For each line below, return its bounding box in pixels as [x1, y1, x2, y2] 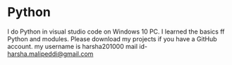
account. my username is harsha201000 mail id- [7, 42, 148, 50]
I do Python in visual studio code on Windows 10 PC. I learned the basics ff [7, 27, 225, 36]
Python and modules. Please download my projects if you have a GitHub [7, 34, 217, 43]
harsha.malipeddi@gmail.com [7, 50, 94, 58]
